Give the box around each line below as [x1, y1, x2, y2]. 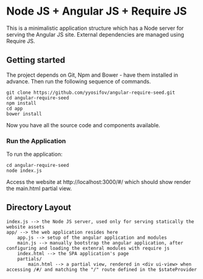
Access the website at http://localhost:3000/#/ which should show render [6, 178, 191, 186]
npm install [6, 100, 36, 106]
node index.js [6, 168, 43, 174]
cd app [6, 105, 23, 111]
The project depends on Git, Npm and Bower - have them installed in [6, 71, 178, 79]
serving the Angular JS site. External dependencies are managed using [6, 30, 184, 38]
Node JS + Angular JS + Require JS [6, 4, 187, 18]
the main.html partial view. [6, 185, 72, 192]
